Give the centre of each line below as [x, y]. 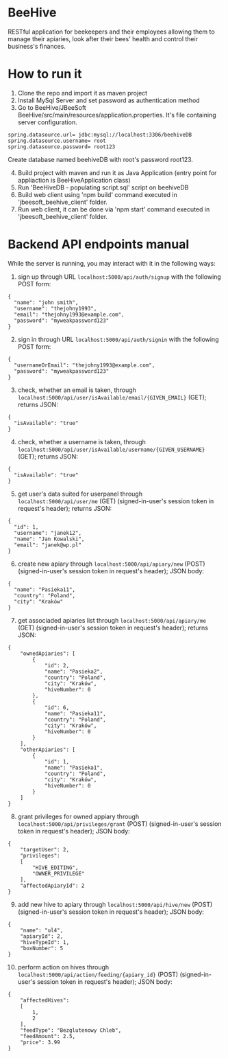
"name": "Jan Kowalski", [49, 539]
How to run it [45, 74]
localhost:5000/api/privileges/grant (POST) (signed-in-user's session [119, 824]
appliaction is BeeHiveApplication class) [74, 180]
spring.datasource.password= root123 [62, 147]
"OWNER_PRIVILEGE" [59, 873]
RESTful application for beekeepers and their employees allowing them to [111, 32]
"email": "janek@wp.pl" [48, 545]
